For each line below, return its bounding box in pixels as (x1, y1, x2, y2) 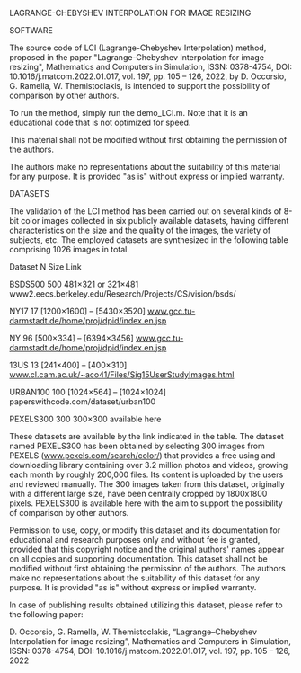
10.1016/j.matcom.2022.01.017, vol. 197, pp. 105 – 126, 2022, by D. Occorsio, (9, 71, 288, 82)
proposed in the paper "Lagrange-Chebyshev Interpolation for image (9, 52, 265, 62)
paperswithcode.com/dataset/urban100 (9, 396, 156, 407)
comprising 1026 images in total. (9, 244, 130, 254)
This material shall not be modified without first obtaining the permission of (9, 135, 288, 145)
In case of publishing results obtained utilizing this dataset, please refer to (9, 599, 283, 610)
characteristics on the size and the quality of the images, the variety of (9, 225, 271, 235)
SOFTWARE (9, 25, 54, 35)
